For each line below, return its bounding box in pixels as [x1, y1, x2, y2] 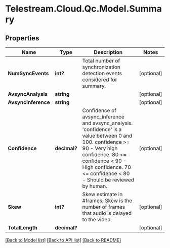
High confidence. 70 [82, 164, 132, 170]
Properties [5, 34, 39, 42]
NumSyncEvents [8, 70, 49, 77]
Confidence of [82, 107, 116, 114]
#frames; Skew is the [82, 197, 133, 204]
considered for [82, 76, 117, 83]
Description [94, 49, 123, 55]
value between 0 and [82, 132, 133, 139]
